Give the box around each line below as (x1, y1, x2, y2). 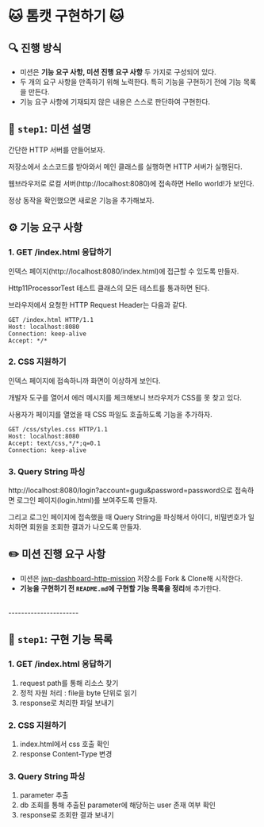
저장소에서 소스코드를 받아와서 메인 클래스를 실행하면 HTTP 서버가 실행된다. (8, 162, 243, 171)
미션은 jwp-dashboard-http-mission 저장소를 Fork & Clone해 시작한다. (19, 573, 243, 583)
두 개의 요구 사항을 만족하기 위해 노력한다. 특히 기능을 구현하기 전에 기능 (19, 77, 242, 86)
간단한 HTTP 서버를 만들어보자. (8, 144, 105, 155)
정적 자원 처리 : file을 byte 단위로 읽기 (19, 687, 137, 698)
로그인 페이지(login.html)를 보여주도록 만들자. (16, 496, 158, 505)
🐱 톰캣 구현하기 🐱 (8, 7, 124, 25)
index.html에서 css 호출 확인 (19, 739, 109, 749)
